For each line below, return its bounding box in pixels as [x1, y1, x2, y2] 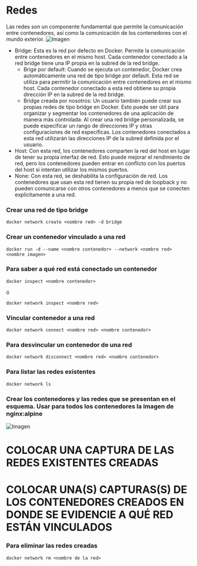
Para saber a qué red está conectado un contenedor [6, 265, 158, 273]
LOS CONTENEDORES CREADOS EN [6, 496, 184, 509]
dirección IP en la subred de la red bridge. [23, 91, 125, 98]
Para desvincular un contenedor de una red [6, 341, 132, 349]
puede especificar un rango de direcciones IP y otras [23, 122, 152, 129]
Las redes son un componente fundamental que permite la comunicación [6, 23, 183, 30]
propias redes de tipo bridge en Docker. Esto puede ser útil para [23, 103, 179, 110]
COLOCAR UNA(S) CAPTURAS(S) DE [6, 483, 188, 496]
